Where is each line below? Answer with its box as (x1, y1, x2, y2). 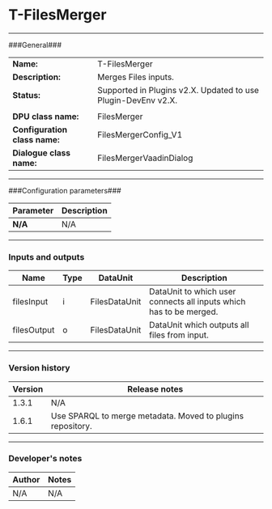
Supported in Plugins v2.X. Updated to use (96, 84, 259, 95)
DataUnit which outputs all (149, 320, 249, 331)
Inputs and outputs (8, 251, 85, 262)
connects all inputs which (149, 296, 246, 308)
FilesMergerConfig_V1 (96, 129, 183, 140)
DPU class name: (12, 111, 79, 122)
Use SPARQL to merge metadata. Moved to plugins (51, 410, 244, 422)
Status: (12, 89, 40, 100)
